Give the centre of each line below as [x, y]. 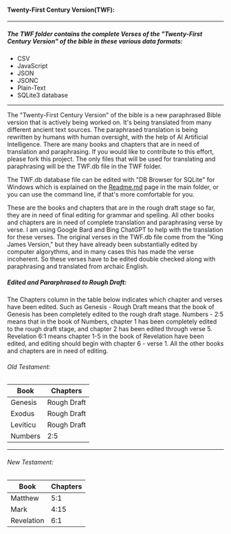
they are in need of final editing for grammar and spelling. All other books [111, 215]
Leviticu [23, 425]
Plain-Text [31, 88]
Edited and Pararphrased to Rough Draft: [67, 282]
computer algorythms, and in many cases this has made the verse [101, 252]
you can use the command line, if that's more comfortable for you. [101, 195]
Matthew [25, 498]
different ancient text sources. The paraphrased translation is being [102, 130]
